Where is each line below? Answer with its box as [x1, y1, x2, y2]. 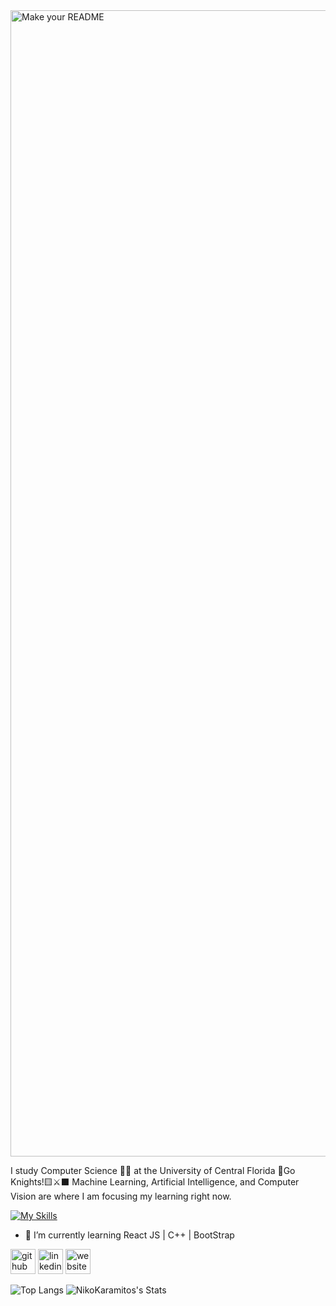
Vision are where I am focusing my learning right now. [10, 1190, 232, 1202]
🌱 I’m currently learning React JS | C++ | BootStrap [24, 1229, 235, 1241]
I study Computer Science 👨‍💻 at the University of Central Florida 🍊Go [10, 1165, 296, 1176]
